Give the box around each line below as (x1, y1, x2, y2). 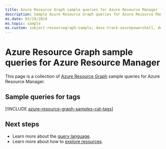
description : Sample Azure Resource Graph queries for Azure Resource (5, 12, 154, 17)
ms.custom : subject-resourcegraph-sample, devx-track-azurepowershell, (5, 26, 156, 30)
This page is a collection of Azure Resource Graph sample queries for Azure (5, 73, 160, 79)
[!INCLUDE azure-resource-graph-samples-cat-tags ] (5, 106, 114, 112)
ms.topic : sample (5, 21, 41, 26)
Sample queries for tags (5, 93, 81, 101)
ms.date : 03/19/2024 (5, 16, 48, 21)
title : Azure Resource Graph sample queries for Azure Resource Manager (5, 7, 158, 12)
